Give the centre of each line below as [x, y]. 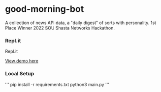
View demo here [22, 61]
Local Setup [20, 74]
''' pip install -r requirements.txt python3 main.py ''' [57, 84]
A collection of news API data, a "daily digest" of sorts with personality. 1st [81, 23]
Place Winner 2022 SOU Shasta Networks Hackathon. [60, 28]
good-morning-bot [45, 9]
